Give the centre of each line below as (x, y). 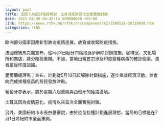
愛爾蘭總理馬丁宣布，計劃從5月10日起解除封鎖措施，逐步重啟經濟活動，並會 (82, 75)
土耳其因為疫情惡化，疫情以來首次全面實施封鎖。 (54, 102)
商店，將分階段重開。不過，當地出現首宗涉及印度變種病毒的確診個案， (84, 59)
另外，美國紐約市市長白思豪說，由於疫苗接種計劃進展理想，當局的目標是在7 (81, 112)
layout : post (18, 10)
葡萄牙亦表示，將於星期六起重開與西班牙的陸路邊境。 (59, 92)
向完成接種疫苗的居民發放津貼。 (37, 82)
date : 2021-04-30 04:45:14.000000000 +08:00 (51, 19)
